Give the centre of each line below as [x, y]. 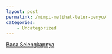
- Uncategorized [37, 28]
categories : [21, 22]
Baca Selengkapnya [30, 45]
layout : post [22, 11]
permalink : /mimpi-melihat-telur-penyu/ [57, 17]
